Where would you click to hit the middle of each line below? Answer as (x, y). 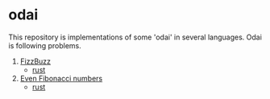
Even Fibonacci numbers (61, 78)
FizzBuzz (35, 61)
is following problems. (45, 45)
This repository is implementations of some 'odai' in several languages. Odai (135, 37)
